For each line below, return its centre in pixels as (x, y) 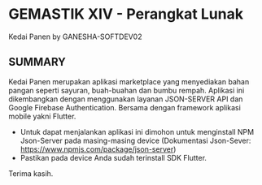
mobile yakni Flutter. (42, 116)
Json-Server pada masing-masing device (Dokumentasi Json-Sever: (135, 140)
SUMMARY (37, 62)
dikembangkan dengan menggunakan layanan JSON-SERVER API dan (126, 99)
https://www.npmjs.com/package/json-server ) (98, 149)
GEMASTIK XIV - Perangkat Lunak (126, 14)
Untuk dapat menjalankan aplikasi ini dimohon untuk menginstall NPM (137, 131)
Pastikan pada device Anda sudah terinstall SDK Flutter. (114, 157)
